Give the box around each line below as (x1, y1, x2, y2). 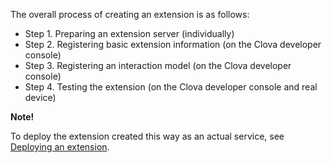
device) (24, 92, 57, 103)
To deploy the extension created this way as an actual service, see (10, 130, 285, 142)
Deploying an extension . (10, 141, 110, 153)
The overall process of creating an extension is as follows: (10, 9, 250, 20)
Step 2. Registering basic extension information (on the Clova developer (24, 39, 322, 50)
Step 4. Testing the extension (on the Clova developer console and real (24, 81, 318, 93)
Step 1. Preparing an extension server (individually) (24, 28, 235, 39)
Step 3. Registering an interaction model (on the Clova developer (24, 60, 292, 71)
